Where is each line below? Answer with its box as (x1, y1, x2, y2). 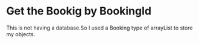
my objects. (6, 30, 36, 37)
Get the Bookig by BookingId (6, 4, 152, 18)
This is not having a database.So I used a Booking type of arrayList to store (6, 24, 193, 31)
